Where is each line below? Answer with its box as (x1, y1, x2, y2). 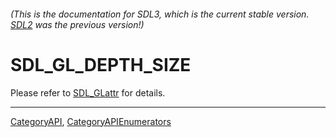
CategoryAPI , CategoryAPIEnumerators (10, 115, 172, 127)
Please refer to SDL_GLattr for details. (10, 86, 166, 99)
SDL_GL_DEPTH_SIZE (10, 53, 192, 76)
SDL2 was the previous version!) (10, 18, 145, 30)
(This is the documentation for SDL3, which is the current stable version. (10, 8, 310, 20)
